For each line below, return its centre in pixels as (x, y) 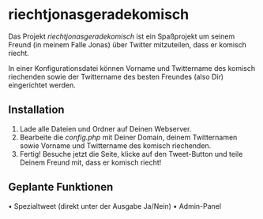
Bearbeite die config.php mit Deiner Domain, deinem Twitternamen (128, 137)
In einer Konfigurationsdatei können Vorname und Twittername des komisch (132, 68)
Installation (36, 110)
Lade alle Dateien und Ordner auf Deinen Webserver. (105, 128)
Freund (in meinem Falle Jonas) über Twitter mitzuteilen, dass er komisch (128, 44)
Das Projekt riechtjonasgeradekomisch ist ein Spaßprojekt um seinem (122, 36)
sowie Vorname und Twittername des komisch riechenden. (115, 145)
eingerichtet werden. (42, 85)
